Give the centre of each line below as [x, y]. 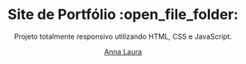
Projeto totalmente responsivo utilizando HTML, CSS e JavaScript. [123, 36]
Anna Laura [123, 51]
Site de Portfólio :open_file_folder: [123, 15]
